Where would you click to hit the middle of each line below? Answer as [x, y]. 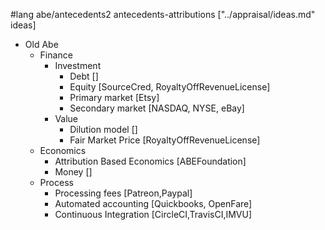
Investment [78, 65]
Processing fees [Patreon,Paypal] [123, 193]
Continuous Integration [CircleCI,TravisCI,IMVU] [153, 214]
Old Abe [41, 44]
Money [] [73, 172]
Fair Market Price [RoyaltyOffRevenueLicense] [165, 140]
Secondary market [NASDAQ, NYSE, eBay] [157, 108]
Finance [56, 55]
